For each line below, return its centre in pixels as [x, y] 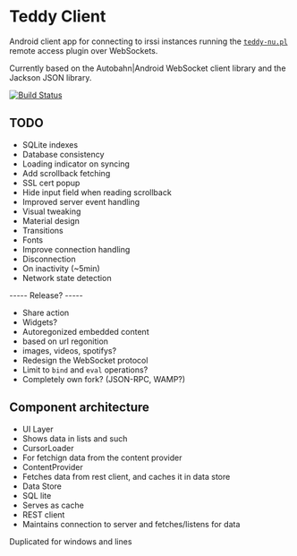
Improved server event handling [81, 201]
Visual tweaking [51, 211]
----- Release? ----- [46, 295]
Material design [51, 220]
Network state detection [67, 278]
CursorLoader [48, 448]
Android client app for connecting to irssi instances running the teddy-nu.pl [148, 41]
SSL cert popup [51, 183]
